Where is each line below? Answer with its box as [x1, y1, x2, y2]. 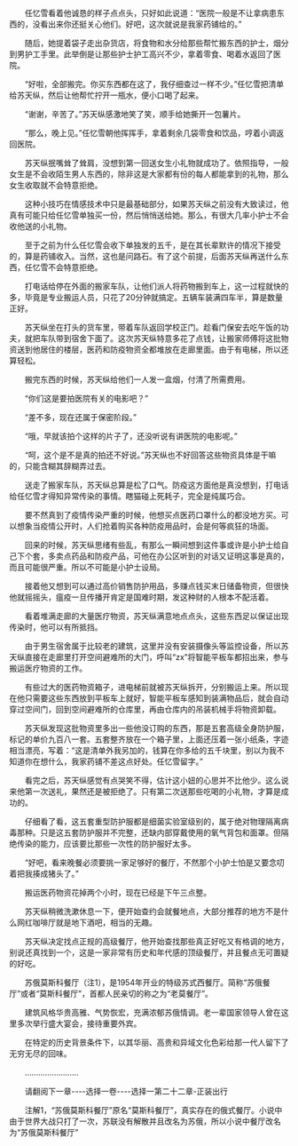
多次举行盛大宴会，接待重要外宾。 [16, 1018, 142, 1029]
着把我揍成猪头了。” [9, 869, 80, 879]
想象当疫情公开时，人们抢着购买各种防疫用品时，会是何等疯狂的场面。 [16, 521, 273, 531]
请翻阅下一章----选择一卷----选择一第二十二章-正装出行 [24, 1086, 228, 1096]
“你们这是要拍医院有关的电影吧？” [24, 394, 149, 403]
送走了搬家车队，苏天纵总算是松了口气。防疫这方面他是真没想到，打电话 [24, 480, 289, 490]
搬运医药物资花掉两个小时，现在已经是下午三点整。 [24, 887, 211, 897]
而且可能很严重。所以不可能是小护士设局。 [9, 562, 165, 572]
